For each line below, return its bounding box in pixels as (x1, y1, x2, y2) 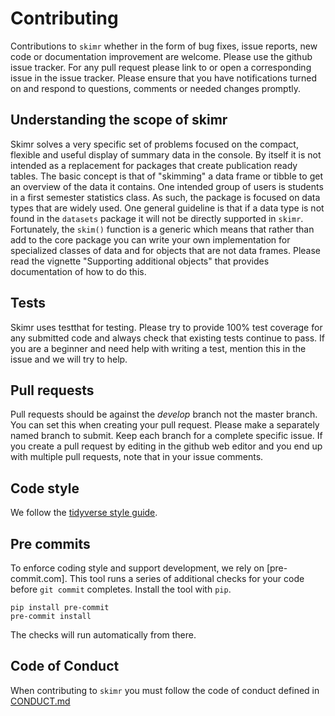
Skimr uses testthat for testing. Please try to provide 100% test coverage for (10, 321, 323, 333)
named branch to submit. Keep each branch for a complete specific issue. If (10, 430, 323, 442)
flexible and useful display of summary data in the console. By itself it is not (10, 148, 322, 161)
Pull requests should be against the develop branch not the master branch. (10, 408, 318, 421)
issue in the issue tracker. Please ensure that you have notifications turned (10, 72, 318, 84)
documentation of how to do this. (10, 265, 147, 277)
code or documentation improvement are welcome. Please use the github (10, 50, 313, 62)
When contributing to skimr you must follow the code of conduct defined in (10, 684, 320, 696)
